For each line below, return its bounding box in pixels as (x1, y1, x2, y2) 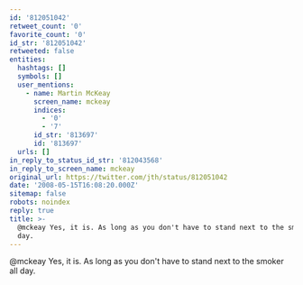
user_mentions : (17, 80, 75, 89)
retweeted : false (9, 47, 75, 56)
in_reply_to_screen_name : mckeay (9, 164, 135, 173)
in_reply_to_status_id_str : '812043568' (9, 155, 164, 165)
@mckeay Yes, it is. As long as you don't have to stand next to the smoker (9, 256, 284, 267)
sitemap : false (9, 189, 67, 198)
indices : (32, 106, 67, 115)
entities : (9, 55, 47, 64)
